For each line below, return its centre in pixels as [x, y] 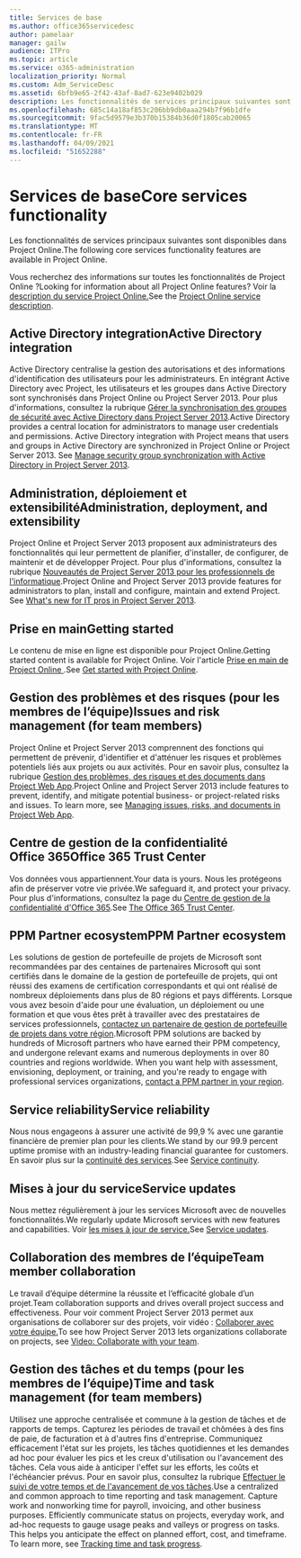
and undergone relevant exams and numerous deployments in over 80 [139, 1053]
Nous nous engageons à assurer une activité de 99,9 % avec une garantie [146, 1131]
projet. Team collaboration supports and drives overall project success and [147, 1302]
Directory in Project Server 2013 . [70, 465]
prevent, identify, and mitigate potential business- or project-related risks [145, 795]
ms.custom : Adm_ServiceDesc [62, 85]
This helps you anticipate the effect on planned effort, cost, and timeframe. [148, 1534]
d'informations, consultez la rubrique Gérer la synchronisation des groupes [148, 408]
